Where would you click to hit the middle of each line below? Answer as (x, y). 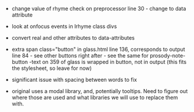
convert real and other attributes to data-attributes (73, 38)
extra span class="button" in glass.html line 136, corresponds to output (98, 49)
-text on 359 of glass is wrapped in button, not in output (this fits (108, 62)
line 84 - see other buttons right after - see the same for (80, 55)
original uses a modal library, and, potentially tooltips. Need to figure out (100, 91)
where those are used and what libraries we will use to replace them (95, 97)
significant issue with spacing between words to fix (74, 80)
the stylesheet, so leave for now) (52, 68)
